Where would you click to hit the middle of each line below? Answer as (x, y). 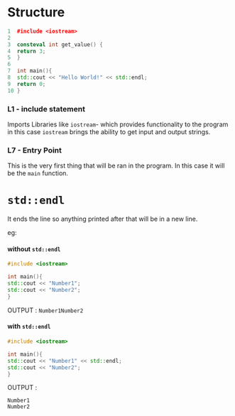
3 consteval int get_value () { (55, 44)
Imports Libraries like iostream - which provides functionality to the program (118, 124)
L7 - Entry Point (35, 150)
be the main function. (38, 173)
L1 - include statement (46, 109)
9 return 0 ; (27, 84)
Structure (36, 12)
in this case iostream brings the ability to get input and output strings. (109, 131)
